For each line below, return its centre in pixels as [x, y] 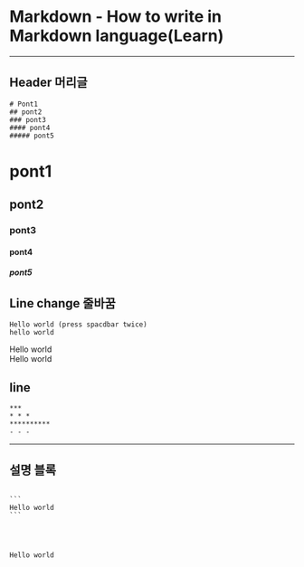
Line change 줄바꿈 [62, 303]
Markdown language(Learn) [117, 36]
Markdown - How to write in [115, 17]
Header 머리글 [48, 83]
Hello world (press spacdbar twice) [78, 325]
